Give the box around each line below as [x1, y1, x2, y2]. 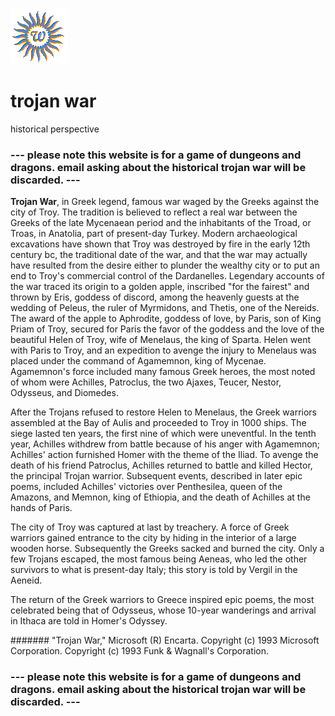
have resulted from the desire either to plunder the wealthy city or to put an [10, 259, 320, 272]
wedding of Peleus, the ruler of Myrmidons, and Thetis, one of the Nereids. [10, 302, 320, 314]
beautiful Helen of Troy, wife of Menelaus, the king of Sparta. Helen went [10, 334, 312, 346]
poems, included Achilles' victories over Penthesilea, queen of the [10, 481, 283, 493]
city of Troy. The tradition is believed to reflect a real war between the [10, 206, 298, 218]
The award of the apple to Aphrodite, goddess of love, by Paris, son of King [10, 313, 322, 325]
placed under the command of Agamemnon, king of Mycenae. [10, 355, 267, 367]
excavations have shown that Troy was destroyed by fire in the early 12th [10, 238, 311, 250]
